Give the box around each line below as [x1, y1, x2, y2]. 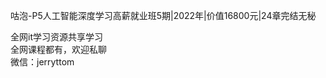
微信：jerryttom [10, 56, 75, 68]
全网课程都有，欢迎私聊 [10, 44, 107, 55]
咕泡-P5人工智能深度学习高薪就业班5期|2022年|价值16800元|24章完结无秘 [10, 10, 317, 21]
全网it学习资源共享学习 [10, 31, 103, 43]
